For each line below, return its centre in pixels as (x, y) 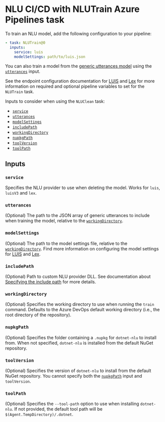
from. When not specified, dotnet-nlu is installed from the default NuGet (79, 343)
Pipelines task (35, 20)
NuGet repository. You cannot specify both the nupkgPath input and (74, 376)
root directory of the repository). (38, 315)
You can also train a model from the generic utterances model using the (79, 66)
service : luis (29, 52)
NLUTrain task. (20, 92)
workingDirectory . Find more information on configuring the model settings (82, 248)
